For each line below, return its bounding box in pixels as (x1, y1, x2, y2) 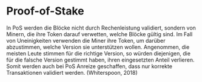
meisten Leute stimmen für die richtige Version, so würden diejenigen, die (6, 49, 191, 57)
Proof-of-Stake (6, 4, 84, 18)
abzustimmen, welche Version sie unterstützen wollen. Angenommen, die (6, 43, 190, 51)
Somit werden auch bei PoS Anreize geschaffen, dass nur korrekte (6, 62, 173, 70)
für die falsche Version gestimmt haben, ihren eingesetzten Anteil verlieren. (6, 56, 195, 63)
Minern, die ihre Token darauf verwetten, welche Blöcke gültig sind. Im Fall (6, 30, 193, 37)
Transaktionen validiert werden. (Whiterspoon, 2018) (6, 69, 138, 76)
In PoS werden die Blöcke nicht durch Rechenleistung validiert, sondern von (6, 24, 196, 31)
